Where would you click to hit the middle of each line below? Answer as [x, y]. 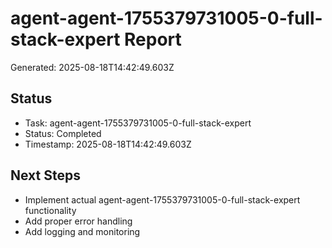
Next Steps [45, 175]
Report [153, 39]
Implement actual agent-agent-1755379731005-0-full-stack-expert [162, 199]
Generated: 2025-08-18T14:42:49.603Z [92, 67]
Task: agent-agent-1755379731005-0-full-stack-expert [138, 123]
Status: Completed [63, 133]
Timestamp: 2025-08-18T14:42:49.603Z [108, 144]
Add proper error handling [78, 221]
